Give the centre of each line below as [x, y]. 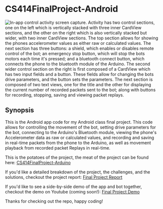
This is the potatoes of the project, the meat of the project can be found [77, 157]
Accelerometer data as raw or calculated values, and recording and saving [80, 137]
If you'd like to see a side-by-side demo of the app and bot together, [73, 187]
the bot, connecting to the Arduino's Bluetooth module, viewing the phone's [81, 132]
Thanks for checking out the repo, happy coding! [54, 201]
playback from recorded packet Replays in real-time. [58, 148]
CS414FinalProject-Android [62, 9]
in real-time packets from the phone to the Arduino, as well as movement [78, 143]
